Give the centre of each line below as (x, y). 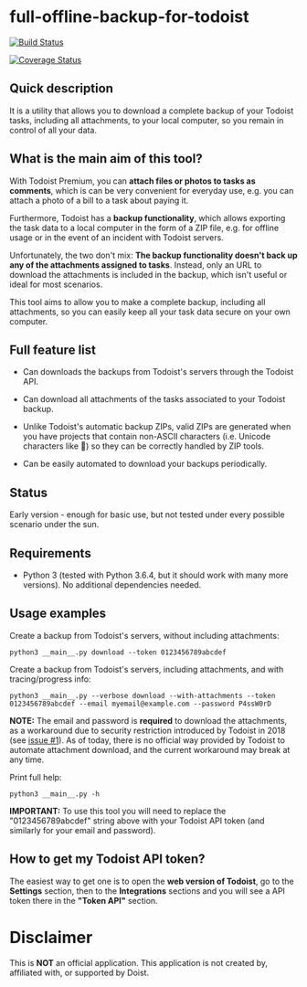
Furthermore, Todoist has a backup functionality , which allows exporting (148, 218)
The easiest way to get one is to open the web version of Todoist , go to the (152, 881)
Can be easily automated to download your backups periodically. (145, 464)
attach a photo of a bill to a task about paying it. (99, 200)
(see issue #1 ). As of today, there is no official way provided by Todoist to (148, 740)
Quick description (62, 89)
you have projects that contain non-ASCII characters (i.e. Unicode (147, 437)
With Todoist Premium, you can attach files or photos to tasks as (132, 181)
